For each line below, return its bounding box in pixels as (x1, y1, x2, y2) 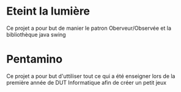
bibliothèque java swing (6, 30, 66, 38)
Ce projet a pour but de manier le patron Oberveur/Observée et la (6, 24, 172, 32)
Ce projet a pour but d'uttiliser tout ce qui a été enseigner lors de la (6, 72, 175, 80)
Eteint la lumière (6, 4, 90, 18)
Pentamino (6, 52, 63, 66)
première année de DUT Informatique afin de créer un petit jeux (6, 79, 167, 86)
